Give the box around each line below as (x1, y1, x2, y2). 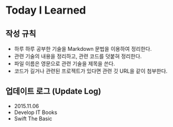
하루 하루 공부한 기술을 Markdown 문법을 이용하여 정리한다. (14, 45, 152, 52)
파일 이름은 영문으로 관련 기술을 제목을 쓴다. (14, 60, 116, 67)
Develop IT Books (14, 109, 57, 116)
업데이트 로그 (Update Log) (5, 86, 102, 96)
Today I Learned (5, 4, 86, 17)
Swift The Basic (14, 115, 53, 122)
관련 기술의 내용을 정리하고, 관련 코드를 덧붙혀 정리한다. (14, 53, 142, 60)
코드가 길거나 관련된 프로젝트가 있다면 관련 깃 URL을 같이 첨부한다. (14, 67, 168, 74)
